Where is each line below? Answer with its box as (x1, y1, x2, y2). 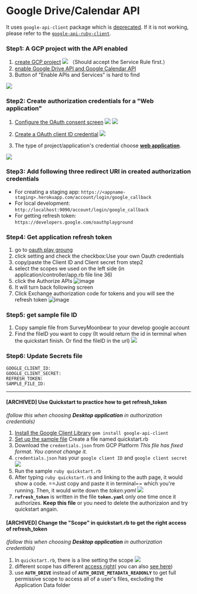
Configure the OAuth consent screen (14, 119, 104, 126)
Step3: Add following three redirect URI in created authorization (6, 167, 191, 176)
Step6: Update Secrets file (6, 352, 83, 360)
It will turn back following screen (14, 283, 94, 291)
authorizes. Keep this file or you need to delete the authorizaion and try (14, 499, 188, 506)
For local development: (14, 200, 70, 207)
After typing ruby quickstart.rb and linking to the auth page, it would (14, 474, 183, 481)
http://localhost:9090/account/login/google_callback (14, 207, 149, 212)
